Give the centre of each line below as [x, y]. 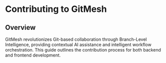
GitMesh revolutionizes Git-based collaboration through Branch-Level [76, 39]
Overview [21, 28]
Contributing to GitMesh [56, 9]
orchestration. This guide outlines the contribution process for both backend [83, 50]
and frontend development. [33, 55]
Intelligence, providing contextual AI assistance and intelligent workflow [78, 45]
